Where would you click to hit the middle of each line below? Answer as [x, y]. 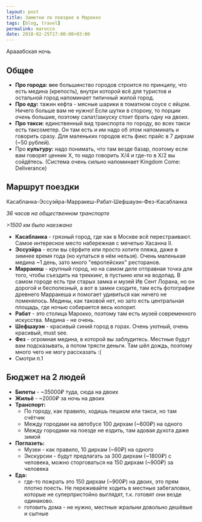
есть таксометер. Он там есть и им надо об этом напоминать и [97, 130]
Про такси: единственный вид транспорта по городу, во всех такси [103, 123]
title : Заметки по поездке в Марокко [54, 17]
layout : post [23, 12]
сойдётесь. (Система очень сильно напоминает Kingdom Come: [98, 162]
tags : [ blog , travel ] [33, 23]
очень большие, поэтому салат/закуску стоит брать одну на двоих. [102, 117]
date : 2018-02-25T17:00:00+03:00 [48, 34]
